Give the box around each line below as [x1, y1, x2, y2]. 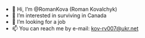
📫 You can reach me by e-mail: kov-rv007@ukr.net [11, 25, 139, 32]
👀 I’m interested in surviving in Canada [11, 12, 107, 19]
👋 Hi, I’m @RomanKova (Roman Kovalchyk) [11, 6, 118, 12]
